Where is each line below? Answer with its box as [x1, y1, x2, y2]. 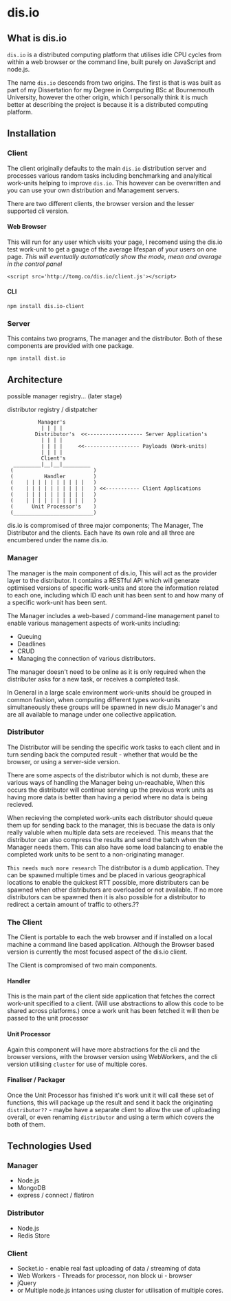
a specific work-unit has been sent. [7, 598, 107, 606]
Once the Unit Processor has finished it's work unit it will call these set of [7, 1091, 214, 1099]
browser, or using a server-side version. [7, 757, 120, 766]
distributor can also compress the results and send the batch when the [7, 835, 208, 843]
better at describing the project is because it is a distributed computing [7, 101, 208, 108]
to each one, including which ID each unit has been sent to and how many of [7, 591, 224, 599]
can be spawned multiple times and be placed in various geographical [7, 870, 206, 879]
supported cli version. [7, 207, 69, 215]
